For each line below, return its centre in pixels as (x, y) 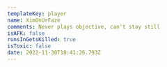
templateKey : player (37, 14)
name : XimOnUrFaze (34, 20)
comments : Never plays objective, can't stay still (83, 27)
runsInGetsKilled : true (42, 40)
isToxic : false (29, 46)
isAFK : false (26, 33)
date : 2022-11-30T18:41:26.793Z (54, 53)
